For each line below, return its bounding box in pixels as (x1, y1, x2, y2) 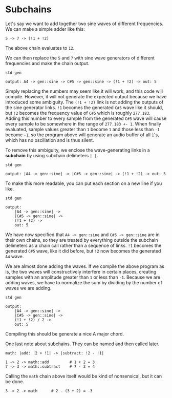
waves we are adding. (5, 285, 52, 291)
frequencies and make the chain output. (5, 60, 90, 66)
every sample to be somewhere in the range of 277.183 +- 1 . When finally (5, 120, 161, 127)
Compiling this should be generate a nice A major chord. (5, 330, 124, 337)
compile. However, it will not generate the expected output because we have (5, 93, 167, 99)
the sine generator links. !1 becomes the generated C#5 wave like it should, (5, 104, 163, 111)
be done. (5, 378, 25, 385)
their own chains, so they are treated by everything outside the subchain (5, 237, 158, 243)
